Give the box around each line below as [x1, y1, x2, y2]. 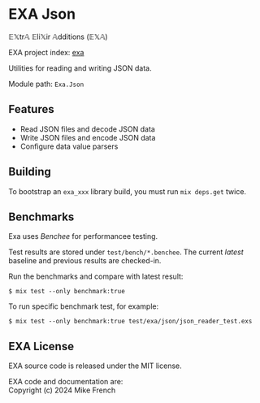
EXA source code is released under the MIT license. [8, 361, 182, 370]
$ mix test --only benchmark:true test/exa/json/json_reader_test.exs [8, 318, 253, 326]
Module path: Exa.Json [8, 79, 84, 89]
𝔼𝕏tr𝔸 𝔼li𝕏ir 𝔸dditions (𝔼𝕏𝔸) [8, 32, 108, 41]
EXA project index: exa [8, 47, 84, 57]
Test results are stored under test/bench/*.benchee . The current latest [8, 247, 244, 257]
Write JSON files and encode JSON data [19, 132, 156, 142]
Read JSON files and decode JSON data [19, 123, 156, 134]
